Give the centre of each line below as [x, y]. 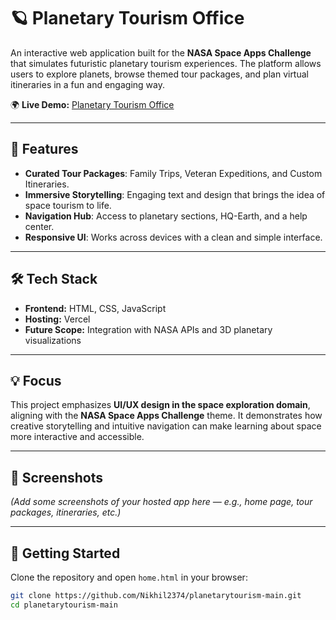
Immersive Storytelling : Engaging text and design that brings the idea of [175, 194]
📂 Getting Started [65, 553]
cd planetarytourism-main [64, 605]
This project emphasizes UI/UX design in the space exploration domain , [160, 405]
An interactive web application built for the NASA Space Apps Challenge [161, 52]
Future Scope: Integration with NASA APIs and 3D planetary [148, 329]
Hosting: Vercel [57, 319]
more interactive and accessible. [77, 437]
